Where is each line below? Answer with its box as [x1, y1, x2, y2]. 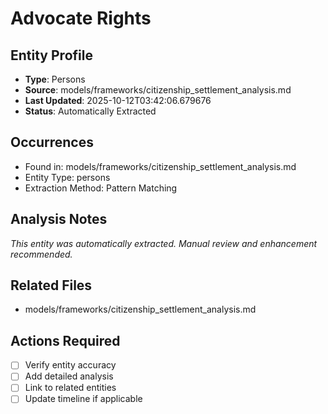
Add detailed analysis [24, 370, 114, 382]
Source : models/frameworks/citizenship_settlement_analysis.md [24, 84, 292, 96]
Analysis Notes [10, 211, 108, 228]
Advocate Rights [10, 7, 152, 30]
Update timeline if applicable [24, 393, 143, 405]
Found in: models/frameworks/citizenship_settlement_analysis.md [24, 160, 297, 172]
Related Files [10, 277, 93, 294]
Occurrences [10, 134, 94, 151]
